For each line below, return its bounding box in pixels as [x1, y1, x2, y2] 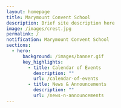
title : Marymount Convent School [6, 14, 91, 20]
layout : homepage [6, 8, 50, 15]
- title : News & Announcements [28, 82, 107, 88]
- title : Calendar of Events [28, 64, 102, 71]
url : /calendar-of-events [33, 76, 99, 82]
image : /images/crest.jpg [6, 25, 71, 32]
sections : [6, 43, 31, 49]
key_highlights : [22, 59, 64, 65]
